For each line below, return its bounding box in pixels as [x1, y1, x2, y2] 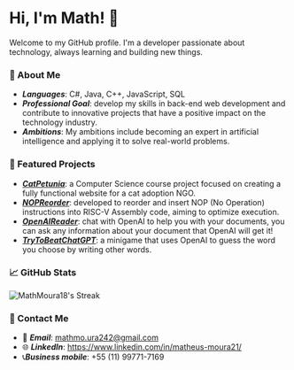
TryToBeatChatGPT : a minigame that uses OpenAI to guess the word [21, 235, 276, 245]
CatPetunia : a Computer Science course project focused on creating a [21, 178, 282, 189]
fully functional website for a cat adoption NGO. [21, 188, 197, 198]
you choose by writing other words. [21, 243, 152, 255]
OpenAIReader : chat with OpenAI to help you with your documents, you [21, 216, 285, 227]
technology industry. [21, 117, 97, 127]
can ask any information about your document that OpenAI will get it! [21, 225, 274, 235]
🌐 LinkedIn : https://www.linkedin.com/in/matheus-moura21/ [21, 342, 242, 352]
